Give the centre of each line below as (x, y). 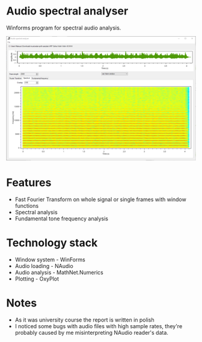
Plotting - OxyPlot (37, 279)
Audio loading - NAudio (44, 266)
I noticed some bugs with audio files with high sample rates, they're (99, 326)
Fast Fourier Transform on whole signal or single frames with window (100, 199)
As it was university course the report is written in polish (84, 320)
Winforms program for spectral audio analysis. (64, 28)
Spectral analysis (36, 212)
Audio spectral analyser (67, 11)
